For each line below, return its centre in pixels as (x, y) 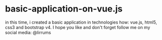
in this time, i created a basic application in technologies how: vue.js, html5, (81, 22)
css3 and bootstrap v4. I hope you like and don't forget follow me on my (78, 27)
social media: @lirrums (28, 32)
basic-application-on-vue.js (64, 9)
